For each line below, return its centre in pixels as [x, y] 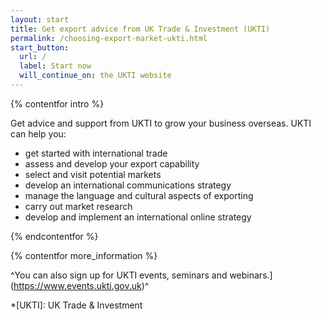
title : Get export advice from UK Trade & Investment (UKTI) [140, 29]
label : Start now [55, 66]
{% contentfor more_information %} [84, 255]
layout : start [40, 19]
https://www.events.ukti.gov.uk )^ [81, 285]
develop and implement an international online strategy [138, 217]
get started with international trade [96, 153]
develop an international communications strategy [128, 185]
